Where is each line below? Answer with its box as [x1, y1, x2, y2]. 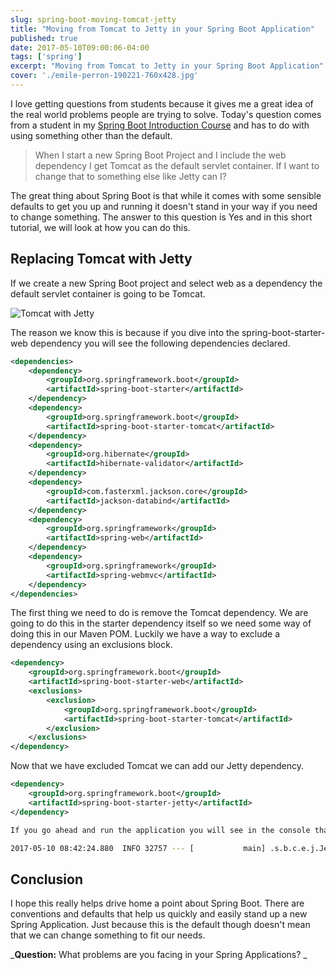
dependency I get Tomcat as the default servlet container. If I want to [34, 159, 320, 171]
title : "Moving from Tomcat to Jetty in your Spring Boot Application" [10, 24, 315, 34]
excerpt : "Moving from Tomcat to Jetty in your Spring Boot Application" [10, 61, 325, 71]
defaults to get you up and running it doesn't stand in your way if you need [10, 200, 318, 212]
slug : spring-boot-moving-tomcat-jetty [10, 14, 177, 25]
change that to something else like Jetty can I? [34, 170, 227, 182]
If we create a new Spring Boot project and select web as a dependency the [10, 277, 323, 289]
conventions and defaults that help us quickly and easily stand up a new [10, 908, 308, 920]
